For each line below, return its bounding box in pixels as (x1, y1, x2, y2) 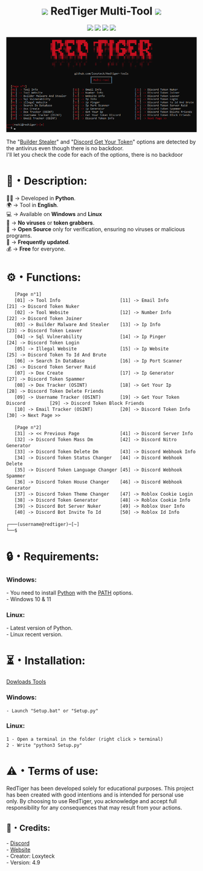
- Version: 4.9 (6, 858, 40, 866)
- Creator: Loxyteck (6, 852, 55, 859)
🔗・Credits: (6, 823, 51, 833)
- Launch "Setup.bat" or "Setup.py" (6, 708, 98, 714)
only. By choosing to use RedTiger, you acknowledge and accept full (6, 797, 177, 804)
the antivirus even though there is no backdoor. (6, 144, 124, 152)
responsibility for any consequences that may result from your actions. (6, 804, 182, 811)
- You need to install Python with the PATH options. (6, 589, 134, 596)
